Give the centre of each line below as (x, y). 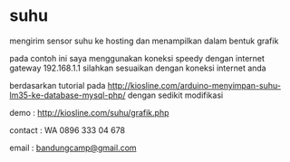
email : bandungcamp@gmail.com (73, 148)
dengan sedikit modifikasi (175, 95)
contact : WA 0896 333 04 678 (67, 130)
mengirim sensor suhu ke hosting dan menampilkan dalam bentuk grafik (144, 41)
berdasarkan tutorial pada (58, 85)
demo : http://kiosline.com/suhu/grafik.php (89, 112)
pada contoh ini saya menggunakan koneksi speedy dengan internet (137, 58)
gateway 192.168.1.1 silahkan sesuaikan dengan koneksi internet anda (138, 68)
